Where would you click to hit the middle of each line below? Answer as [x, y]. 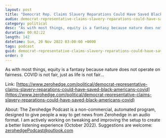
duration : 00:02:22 [25, 33]
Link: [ [12, 84]
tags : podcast [20, 46]
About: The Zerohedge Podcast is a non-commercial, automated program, [81, 109]
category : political [26, 23]
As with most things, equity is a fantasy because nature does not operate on [83, 69]
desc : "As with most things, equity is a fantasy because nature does [79, 28]
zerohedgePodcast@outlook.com [39, 131]
